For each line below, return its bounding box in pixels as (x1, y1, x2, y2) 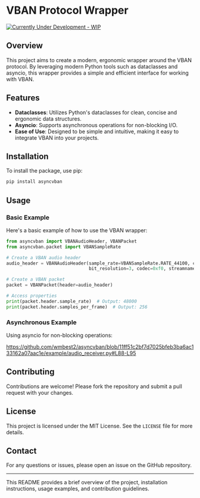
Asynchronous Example (6, 318, 77, 326)
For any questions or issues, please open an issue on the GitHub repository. (6, 462, 192, 469)
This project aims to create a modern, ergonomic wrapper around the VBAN (6, 56, 192, 63)
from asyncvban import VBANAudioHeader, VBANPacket (6, 238, 137, 244)
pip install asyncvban (6, 179, 62, 185)
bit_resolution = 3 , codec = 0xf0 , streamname (88, 266, 196, 272)
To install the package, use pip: (6, 167, 83, 174)
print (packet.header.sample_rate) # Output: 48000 (6, 298, 137, 305)
